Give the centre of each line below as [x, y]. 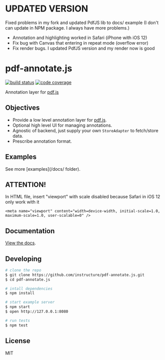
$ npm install [20, 293]
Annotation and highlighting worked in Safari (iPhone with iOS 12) [80, 38]
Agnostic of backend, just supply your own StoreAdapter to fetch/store [86, 130]
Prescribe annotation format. [42, 141]
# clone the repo [23, 270]
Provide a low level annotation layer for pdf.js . [59, 120]
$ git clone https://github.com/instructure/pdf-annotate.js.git [75, 275]
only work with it [22, 202]
